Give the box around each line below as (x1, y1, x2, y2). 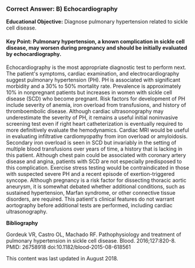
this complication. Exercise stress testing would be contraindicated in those (6, 164, 190, 171)
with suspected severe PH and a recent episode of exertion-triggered (6, 170, 175, 177)
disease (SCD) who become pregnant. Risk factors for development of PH (6, 95, 186, 102)
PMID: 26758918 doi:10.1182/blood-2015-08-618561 (6, 243, 131, 250)
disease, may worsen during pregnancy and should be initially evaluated (6, 44, 187, 51)
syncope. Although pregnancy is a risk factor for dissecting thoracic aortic (6, 177, 187, 184)
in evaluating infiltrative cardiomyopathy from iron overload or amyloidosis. (6, 132, 188, 140)
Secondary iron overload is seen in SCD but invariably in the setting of (6, 139, 177, 146)
